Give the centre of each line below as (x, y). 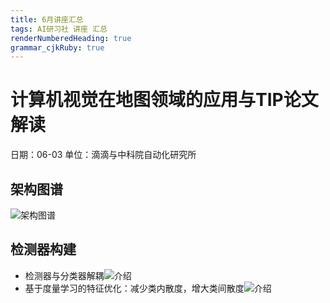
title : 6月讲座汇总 (47, 19)
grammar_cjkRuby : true (57, 47)
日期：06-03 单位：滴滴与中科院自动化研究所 (103, 155)
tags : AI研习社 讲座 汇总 (59, 29)
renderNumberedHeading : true (71, 38)
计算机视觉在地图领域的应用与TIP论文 (164, 100)
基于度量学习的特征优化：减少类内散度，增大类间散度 (134, 288)
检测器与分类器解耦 (64, 275)
